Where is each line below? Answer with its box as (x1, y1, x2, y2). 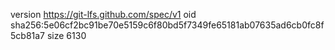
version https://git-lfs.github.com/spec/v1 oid (10, 9, 197, 20)
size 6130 (46, 30, 87, 41)
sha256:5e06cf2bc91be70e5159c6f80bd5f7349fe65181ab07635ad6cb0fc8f (10, 19, 325, 31)
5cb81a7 (10, 30, 46, 41)
